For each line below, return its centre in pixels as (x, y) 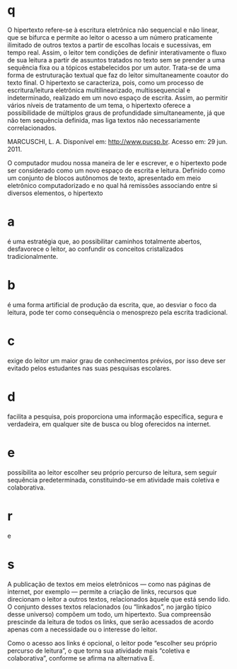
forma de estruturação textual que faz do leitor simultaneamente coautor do (118, 75)
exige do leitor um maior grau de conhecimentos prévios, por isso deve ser (117, 360)
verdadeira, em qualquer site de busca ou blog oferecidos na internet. (109, 424)
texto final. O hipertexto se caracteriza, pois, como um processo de (105, 82)
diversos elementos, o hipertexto (55, 193)
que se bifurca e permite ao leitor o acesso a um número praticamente (110, 37)
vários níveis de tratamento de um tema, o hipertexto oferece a (99, 105)
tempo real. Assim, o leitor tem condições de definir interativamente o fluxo (117, 52)
